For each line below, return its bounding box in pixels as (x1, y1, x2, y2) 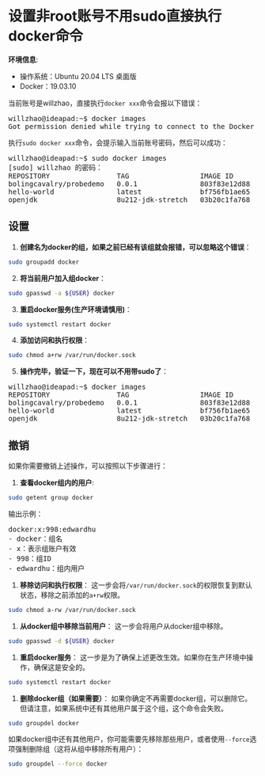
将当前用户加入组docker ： (19, 273, 107, 283)
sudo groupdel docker (8, 719, 80, 727)
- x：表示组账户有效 (8, 544, 77, 553)
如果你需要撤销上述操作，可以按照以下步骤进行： (8, 461, 168, 471)
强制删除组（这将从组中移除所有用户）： (14, 744, 144, 754)
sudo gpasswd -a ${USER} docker (8, 289, 115, 297)
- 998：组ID (8, 553, 52, 563)
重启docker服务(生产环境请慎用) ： (19, 304, 132, 314)
